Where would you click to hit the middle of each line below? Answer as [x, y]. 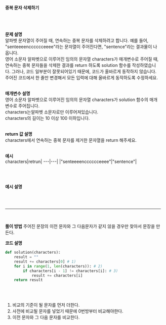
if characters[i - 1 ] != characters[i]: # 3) [71, 271]
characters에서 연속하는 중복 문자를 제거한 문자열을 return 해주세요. [71, 140]
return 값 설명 [19, 134]
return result [28, 280]
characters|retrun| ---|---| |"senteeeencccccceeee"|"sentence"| [71, 162]
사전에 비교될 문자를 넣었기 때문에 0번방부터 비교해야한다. [68, 311]
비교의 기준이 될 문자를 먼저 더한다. [46, 305]
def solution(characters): [33, 253]
